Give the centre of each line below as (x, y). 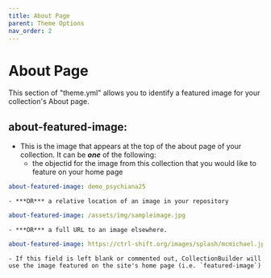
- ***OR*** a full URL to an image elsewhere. (88, 230)
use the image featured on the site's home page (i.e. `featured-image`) (135, 266)
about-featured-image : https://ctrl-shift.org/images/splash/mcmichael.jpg (138, 244)
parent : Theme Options (46, 23)
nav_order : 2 (30, 31)
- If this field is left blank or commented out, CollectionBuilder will (135, 259)
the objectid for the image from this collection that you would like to (144, 164)
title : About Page (39, 16)
